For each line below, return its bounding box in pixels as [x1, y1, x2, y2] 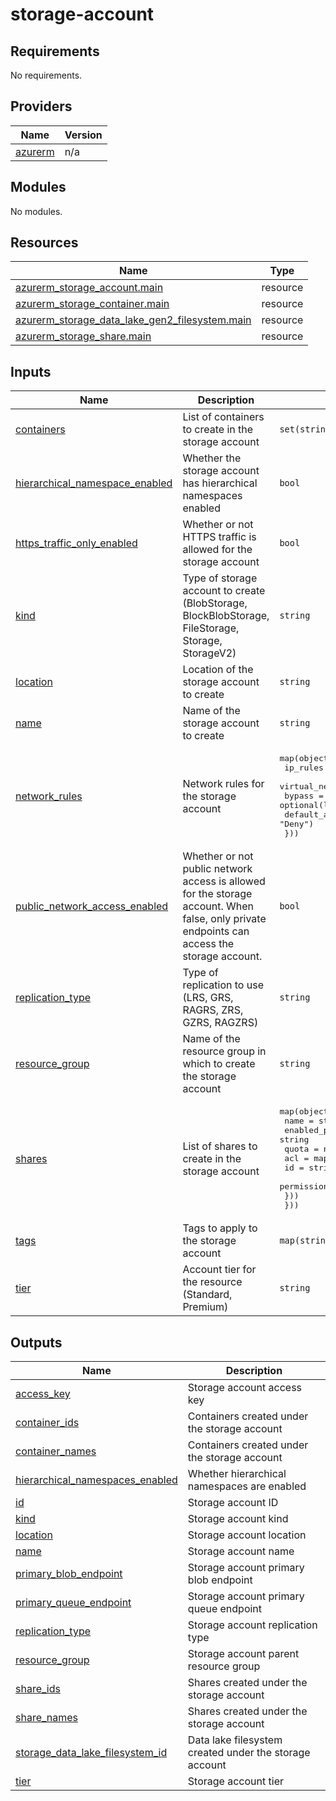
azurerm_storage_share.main [15, 329, 152, 343]
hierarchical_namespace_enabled [15, 476, 173, 490]
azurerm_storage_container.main [15, 297, 170, 311]
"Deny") [279, 819, 315, 830]
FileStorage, [182, 621, 240, 635]
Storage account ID [187, 1496, 279, 1510]
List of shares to [182, 1139, 258, 1153]
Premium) [182, 1300, 229, 1314]
